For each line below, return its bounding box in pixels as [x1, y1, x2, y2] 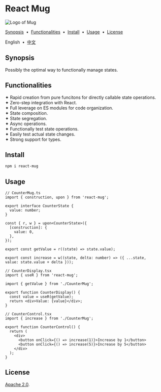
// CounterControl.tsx [5, 312, 52, 317]
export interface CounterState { [5, 204, 74, 209]
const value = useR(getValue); [9, 295, 74, 300]
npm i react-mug [5, 164, 38, 169]
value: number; [9, 208, 41, 213]
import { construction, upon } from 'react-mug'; [5, 195, 109, 200]
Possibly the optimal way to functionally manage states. [5, 67, 118, 73]
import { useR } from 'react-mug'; [5, 273, 78, 278]
